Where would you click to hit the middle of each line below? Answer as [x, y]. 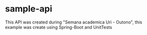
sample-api [29, 9]
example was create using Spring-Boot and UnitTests [59, 27]
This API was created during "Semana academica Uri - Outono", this [74, 22]
